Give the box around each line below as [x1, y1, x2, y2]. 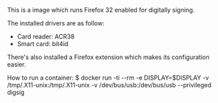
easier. [7, 60, 26, 68]
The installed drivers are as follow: [7, 19, 105, 27]
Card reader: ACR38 [17, 32, 75, 41]
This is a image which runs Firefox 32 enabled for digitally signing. [7, 6, 195, 14]
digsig [7, 89, 25, 96]
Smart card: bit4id [17, 40, 69, 47]
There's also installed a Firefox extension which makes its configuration [7, 53, 210, 61]
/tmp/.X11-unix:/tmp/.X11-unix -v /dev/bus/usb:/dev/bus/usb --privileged [7, 81, 212, 89]
